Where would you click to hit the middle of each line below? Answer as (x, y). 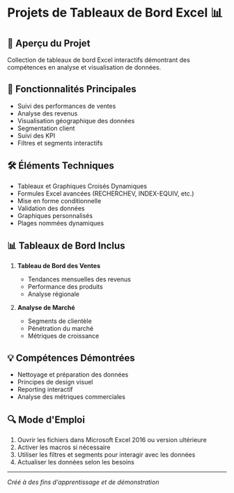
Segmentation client (46, 128)
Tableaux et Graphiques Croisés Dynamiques (82, 186)
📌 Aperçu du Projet (49, 43)
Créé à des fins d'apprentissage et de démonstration (83, 482)
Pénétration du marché (61, 329)
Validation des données (51, 208)
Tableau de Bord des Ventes (59, 266)
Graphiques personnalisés (55, 215)
